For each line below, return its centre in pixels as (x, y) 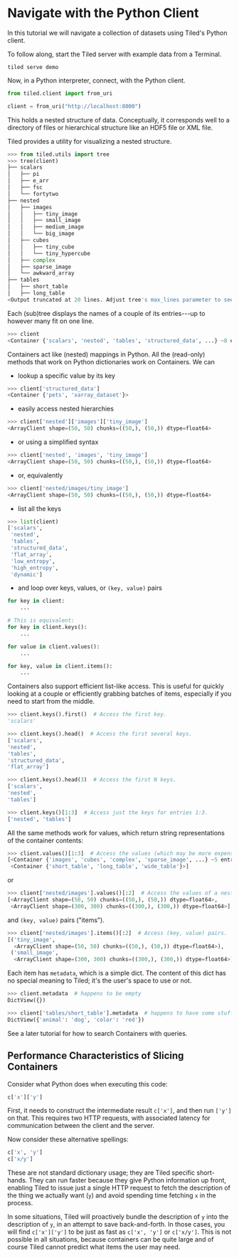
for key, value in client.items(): (60, 666)
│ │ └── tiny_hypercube (49, 253)
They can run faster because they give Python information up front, (127, 1180)
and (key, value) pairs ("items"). (56, 920)
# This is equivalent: (41, 620)
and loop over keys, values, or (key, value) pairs (90, 588)
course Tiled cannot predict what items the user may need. (94, 1247)
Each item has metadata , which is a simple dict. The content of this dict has (117, 973)
